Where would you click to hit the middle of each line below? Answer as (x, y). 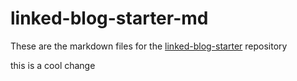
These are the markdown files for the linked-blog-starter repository (149, 46)
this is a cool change (53, 65)
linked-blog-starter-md (109, 18)
